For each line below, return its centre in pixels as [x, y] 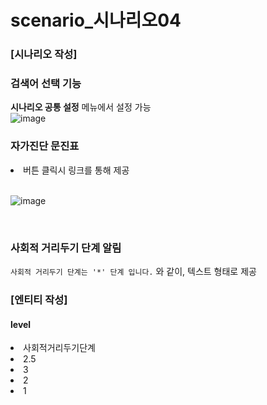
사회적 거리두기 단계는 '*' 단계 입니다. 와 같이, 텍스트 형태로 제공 [133, 271]
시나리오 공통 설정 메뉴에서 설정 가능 [81, 107]
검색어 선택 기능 [46, 84]
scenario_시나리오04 [96, 20]
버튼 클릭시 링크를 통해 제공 [76, 170]
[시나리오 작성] [44, 54]
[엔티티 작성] [39, 299]
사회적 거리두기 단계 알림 [66, 248]
